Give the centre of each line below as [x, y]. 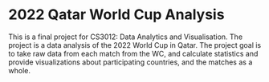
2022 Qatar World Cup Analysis [116, 15]
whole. [19, 70]
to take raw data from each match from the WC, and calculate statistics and [133, 53]
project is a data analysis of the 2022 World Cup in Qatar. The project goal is [135, 45]
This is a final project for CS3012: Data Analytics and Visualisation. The [126, 37]
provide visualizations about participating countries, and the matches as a [130, 62]
